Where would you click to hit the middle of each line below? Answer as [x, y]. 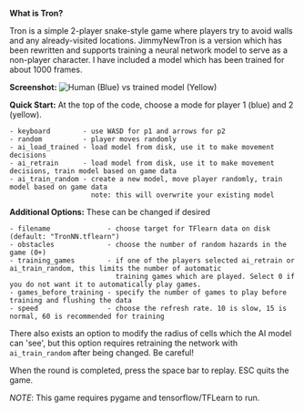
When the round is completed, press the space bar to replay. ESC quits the [149, 370]
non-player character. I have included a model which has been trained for [147, 60]
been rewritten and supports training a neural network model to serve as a [149, 50]
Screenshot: [33, 87]
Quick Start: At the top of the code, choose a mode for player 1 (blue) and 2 [152, 105]
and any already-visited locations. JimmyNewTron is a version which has [146, 41]
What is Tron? [36, 13]
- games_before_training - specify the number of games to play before [148, 293]
